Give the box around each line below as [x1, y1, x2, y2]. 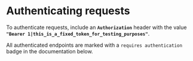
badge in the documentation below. [6, 47, 94, 54]
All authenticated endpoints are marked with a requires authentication [6, 41, 183, 49]
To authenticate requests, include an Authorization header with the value [6, 24, 187, 31]
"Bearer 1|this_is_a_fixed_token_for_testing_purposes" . [6, 30, 150, 37]
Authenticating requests [6, 4, 130, 18]
